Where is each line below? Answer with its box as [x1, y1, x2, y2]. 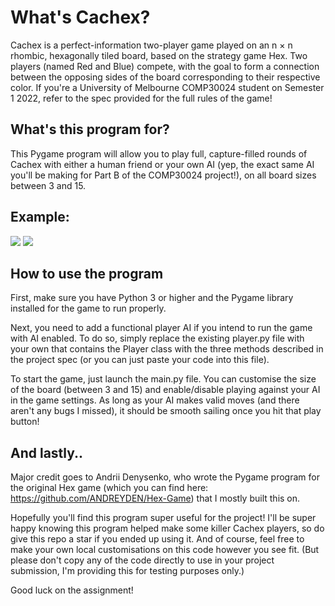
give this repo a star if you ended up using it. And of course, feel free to [10, 533, 305, 545]
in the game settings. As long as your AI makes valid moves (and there [10, 394, 300, 406]
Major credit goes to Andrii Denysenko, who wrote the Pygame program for [10, 471, 320, 483]
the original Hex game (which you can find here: [10, 482, 209, 494]
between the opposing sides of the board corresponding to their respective [10, 71, 321, 83]
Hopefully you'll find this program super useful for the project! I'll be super [10, 512, 317, 524]
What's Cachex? [10, 6, 151, 29]
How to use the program [10, 265, 164, 282]
